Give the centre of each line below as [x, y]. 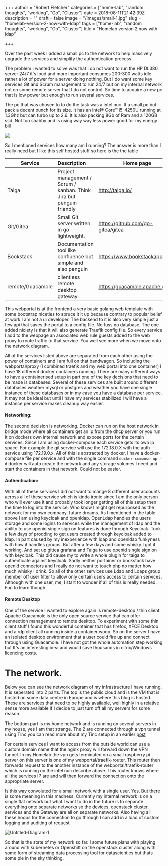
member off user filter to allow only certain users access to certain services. [84, 577]
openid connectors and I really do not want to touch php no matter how [78, 566]
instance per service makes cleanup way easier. [55, 404]
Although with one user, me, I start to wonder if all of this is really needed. [81, 582]
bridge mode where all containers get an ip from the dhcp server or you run [83, 431]
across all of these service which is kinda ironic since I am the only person [82, 497]
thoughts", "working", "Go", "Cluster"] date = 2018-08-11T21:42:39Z [75, 13]
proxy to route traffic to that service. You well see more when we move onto [83, 340]
